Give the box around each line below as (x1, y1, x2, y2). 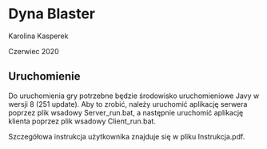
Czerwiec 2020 (8, 46, 59, 56)
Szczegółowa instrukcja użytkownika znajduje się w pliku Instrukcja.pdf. (8, 131, 245, 141)
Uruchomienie (8, 69, 81, 84)
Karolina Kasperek (8, 31, 69, 41)
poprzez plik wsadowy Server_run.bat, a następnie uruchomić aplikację (8, 108, 244, 117)
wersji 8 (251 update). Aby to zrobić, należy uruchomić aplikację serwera (8, 99, 248, 108)
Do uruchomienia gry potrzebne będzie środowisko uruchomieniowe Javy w (8, 91, 260, 100)
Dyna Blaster (8, 5, 96, 23)
